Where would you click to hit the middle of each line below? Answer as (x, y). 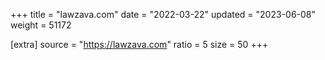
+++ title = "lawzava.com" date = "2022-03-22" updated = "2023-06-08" (163, 14)
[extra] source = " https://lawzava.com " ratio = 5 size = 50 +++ (139, 44)
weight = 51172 (41, 25)
